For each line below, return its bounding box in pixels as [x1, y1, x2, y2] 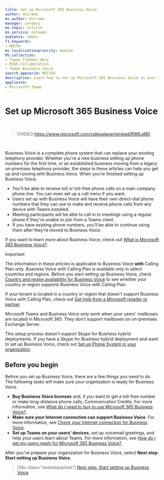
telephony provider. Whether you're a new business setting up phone [5, 155, 144, 161]
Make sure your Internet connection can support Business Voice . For [12, 414, 155, 420]
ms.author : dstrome [5, 16, 45, 21]
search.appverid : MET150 [5, 71, 56, 76]
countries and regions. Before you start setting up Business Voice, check [5, 271, 152, 277]
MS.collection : [5, 52, 36, 58]
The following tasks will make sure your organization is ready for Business [5, 379, 154, 385]
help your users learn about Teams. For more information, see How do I [12, 435, 156, 441]
